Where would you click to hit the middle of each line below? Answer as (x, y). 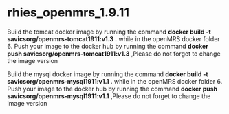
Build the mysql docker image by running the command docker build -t (108, 74)
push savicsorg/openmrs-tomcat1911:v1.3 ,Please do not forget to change (114, 54)
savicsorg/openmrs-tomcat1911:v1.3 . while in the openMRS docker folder (113, 38)
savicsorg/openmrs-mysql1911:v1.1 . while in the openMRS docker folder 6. (115, 81)
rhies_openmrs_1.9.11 (68, 13)
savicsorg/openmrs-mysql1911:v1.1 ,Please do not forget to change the (109, 96)
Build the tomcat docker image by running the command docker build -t (109, 32)
